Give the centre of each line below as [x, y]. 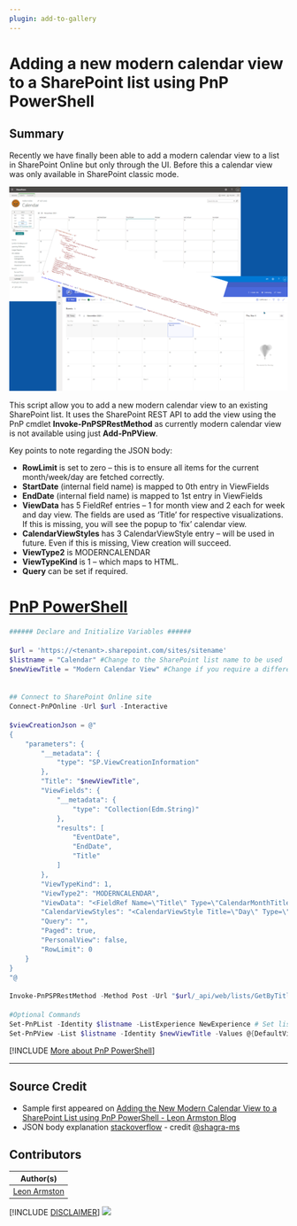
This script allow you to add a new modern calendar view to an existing [138, 405]
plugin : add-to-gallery [53, 19]
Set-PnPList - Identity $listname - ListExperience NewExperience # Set [142, 1024]
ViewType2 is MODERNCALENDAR [86, 553]
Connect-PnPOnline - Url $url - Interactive [88, 707]
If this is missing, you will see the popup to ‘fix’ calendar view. [134, 524]
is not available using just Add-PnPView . [84, 433]
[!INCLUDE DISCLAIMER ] [55, 1212]
